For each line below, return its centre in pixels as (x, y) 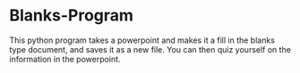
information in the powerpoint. (65, 59)
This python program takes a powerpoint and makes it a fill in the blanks (142, 40)
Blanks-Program (72, 16)
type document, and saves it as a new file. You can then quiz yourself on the (150, 49)
